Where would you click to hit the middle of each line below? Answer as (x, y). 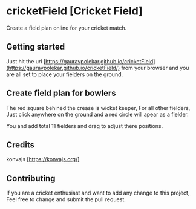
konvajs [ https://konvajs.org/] (43, 159)
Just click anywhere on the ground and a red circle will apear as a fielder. (97, 114)
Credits (21, 145)
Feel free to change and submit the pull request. (66, 199)
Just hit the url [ (26, 61)
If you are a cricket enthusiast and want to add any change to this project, (98, 193)
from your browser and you (155, 68)
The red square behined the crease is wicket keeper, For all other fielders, (98, 108)
